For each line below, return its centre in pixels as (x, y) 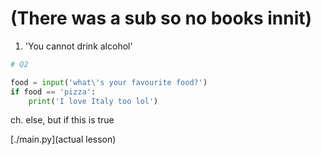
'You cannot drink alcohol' (78, 46)
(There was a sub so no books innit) (161, 18)
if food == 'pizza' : (53, 92)
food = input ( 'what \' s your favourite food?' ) (109, 82)
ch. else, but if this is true (62, 120)
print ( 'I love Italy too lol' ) (93, 101)
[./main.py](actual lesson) (63, 139)
